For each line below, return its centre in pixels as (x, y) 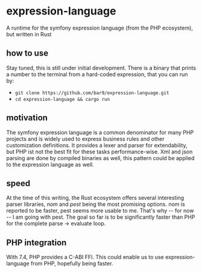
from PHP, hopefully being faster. (72, 263)
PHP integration (36, 242)
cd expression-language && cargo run (62, 99)
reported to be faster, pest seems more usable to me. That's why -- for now (100, 211)
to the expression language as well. (50, 164)
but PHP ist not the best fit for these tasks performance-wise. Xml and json (99, 152)
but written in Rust (29, 34)
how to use (27, 53)
